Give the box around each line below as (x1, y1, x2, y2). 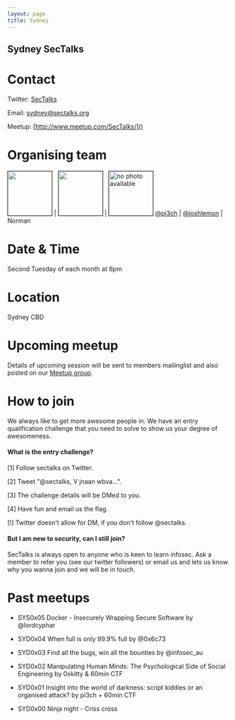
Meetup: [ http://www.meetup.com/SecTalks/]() (7, 122, 143, 131)
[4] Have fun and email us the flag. (7, 504, 108, 513)
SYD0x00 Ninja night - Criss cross (17, 704, 118, 713)
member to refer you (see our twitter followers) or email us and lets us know (7, 557, 229, 566)
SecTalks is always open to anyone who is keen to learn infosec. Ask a (7, 550, 212, 559)
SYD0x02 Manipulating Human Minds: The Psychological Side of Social (17, 662, 226, 670)
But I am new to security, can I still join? (7, 535, 126, 543)
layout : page (7, 10, 46, 18)
